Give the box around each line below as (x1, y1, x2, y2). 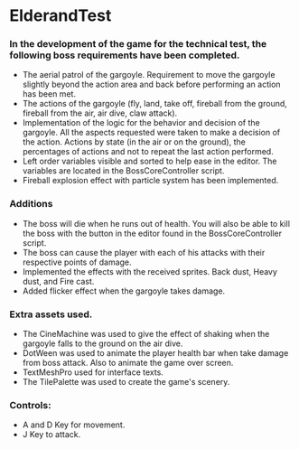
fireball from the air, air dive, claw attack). (22, 108, 178, 118)
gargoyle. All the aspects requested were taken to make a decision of (22, 127, 281, 138)
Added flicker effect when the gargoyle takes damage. (22, 285, 226, 296)
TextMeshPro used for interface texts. (22, 367, 164, 378)
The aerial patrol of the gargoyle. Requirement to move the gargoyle (22, 70, 276, 80)
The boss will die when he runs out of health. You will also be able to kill (22, 218, 291, 229)
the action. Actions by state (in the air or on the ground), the (22, 136, 246, 147)
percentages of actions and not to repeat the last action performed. (22, 146, 274, 157)
